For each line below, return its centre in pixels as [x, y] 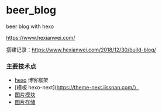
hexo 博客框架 [31, 80]
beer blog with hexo [30, 26]
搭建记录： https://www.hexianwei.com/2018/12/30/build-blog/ [81, 50]
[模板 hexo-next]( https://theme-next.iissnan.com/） [77, 88]
